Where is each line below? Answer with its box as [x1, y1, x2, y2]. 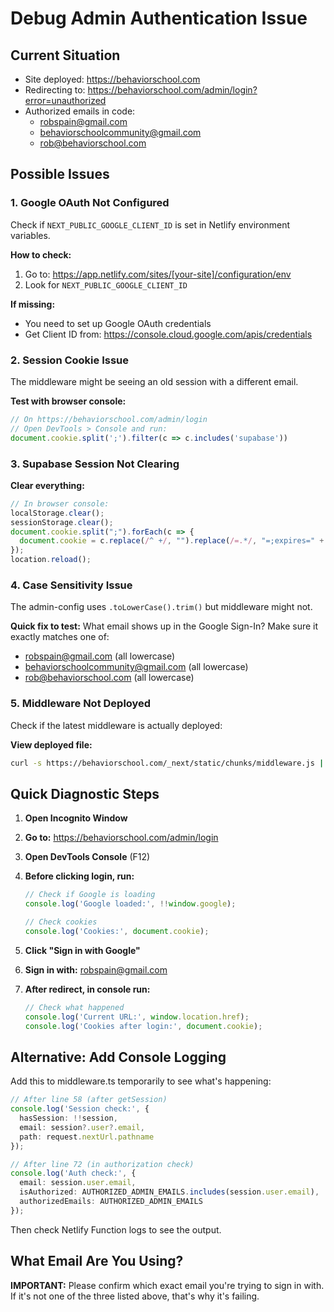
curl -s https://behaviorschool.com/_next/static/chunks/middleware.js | [10, 758, 325, 768]
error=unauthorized [24, 95, 107, 106]
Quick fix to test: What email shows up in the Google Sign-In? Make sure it [10, 620, 319, 632]
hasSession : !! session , [19, 1113, 118, 1123]
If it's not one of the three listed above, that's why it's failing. [10, 1290, 260, 1302]
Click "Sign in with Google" [24, 944, 141, 956]
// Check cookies [24, 917, 98, 927]
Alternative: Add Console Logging [10, 1048, 227, 1066]
